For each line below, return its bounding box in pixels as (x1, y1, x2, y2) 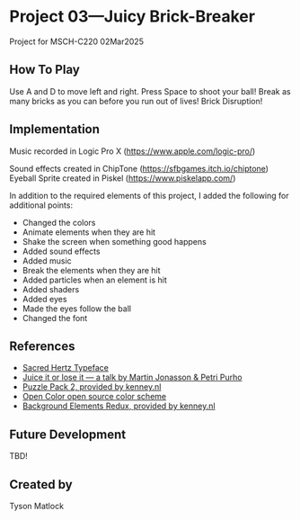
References (9, 338, 75, 354)
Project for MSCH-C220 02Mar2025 (9, 36, 144, 47)
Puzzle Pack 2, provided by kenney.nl (22, 381, 162, 392)
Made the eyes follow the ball (22, 303, 132, 314)
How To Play (9, 62, 81, 77)
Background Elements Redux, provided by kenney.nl (22, 400, 216, 411)
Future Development (9, 426, 127, 442)
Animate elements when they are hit (22, 227, 155, 238)
